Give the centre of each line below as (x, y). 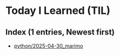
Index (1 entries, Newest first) (60, 32)
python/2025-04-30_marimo (48, 46)
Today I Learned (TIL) (58, 11)
